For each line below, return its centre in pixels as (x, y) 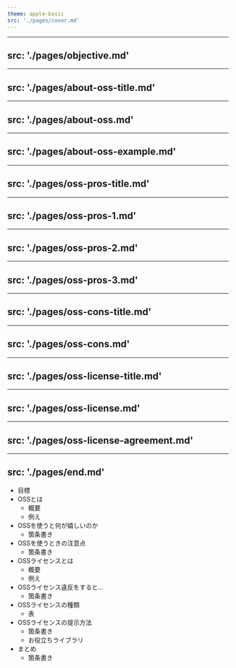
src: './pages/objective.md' (68, 55)
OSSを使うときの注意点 (52, 543)
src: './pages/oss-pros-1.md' (72, 216)
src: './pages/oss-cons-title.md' (79, 312)
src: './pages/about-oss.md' (71, 119)
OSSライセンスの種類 (48, 605)
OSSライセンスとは (45, 560)
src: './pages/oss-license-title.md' (85, 377)
